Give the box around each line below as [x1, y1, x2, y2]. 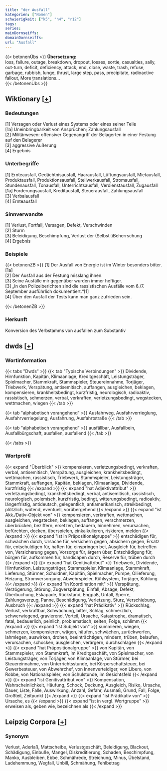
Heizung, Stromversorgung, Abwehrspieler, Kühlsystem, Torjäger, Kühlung [5, 575, 158, 581]
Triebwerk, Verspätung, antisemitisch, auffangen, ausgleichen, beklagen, [5, 384, 156, 391]
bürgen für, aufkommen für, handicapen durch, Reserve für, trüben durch [5, 554, 156, 560]
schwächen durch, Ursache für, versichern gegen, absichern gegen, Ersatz [5, 538, 160, 544]
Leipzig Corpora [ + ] [5, 718, 67, 726]
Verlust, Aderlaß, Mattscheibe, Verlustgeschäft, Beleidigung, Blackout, [5, 744, 150, 750]
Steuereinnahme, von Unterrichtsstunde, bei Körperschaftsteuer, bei [5, 660, 146, 666]
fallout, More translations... [5, 75, 60, 81]
